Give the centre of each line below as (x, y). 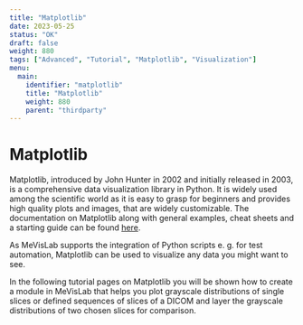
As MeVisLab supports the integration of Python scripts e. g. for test (136, 246)
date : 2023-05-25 (42, 26)
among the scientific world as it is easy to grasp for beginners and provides (150, 199)
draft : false (34, 43)
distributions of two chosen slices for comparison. (103, 311)
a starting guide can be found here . (75, 227)
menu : (19, 69)
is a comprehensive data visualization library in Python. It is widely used (143, 190)
